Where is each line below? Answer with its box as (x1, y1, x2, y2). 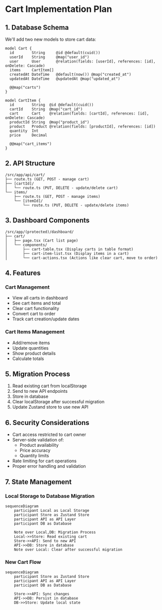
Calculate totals (12, 356, 44, 362)
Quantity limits (19, 453, 49, 459)
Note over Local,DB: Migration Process (14, 530, 96, 535)
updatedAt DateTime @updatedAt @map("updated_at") (9, 76, 121, 81)
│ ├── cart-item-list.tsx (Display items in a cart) (5, 251, 129, 256)
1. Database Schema (5, 23, 69, 32)
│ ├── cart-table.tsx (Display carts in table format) (5, 246, 134, 251)
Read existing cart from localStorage (12, 383, 87, 389)
